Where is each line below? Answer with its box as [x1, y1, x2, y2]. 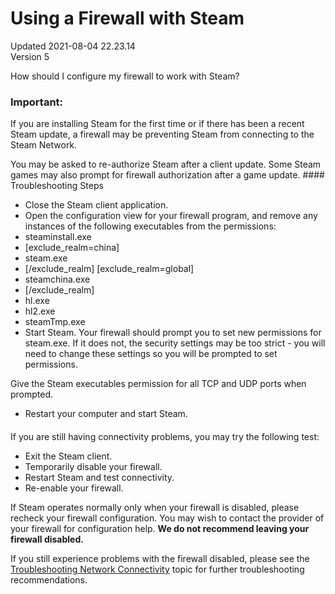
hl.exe [24, 295, 50, 307]
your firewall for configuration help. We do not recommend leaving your [10, 522, 310, 534]
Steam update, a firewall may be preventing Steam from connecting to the [10, 128, 315, 141]
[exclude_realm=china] [24, 242, 120, 254]
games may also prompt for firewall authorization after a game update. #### [10, 169, 325, 181]
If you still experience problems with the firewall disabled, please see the [10, 552, 310, 564]
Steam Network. [10, 139, 78, 151]
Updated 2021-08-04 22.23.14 [10, 40, 136, 52]
